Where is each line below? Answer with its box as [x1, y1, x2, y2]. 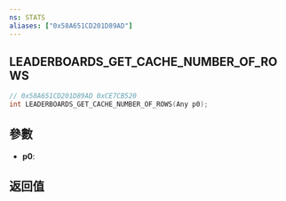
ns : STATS [9, 12, 46, 22]
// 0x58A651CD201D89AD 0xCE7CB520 [9, 92, 138, 100]
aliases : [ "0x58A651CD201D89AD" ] [9, 21, 133, 30]
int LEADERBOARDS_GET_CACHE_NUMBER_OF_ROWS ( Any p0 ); [9, 100, 209, 109]
